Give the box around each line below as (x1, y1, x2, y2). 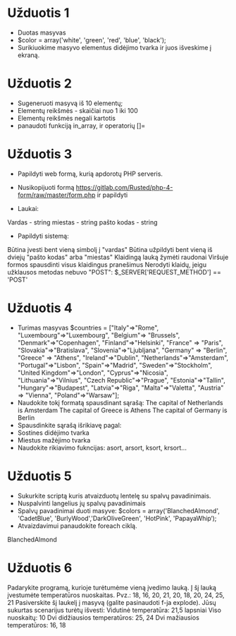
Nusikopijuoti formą (17, 183, 75, 191)
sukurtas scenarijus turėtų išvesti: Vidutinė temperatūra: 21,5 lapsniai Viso (7, 606, 222, 614)
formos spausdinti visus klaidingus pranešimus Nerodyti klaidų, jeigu (7, 260, 206, 269)
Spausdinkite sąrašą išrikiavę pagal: (17, 421, 122, 429)
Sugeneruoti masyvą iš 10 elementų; (17, 99, 123, 107)
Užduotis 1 (7, 5, 70, 21)
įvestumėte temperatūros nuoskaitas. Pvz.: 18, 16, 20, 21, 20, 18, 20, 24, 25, (7, 591, 225, 599)
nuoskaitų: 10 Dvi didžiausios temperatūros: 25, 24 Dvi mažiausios (7, 613, 199, 622)
